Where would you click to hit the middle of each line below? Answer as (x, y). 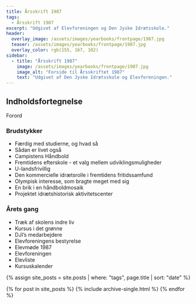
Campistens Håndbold (41, 156)
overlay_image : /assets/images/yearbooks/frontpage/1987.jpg (88, 39)
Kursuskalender (34, 266)
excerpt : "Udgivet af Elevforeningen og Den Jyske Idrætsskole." (88, 28)
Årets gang (22, 209)
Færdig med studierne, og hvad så (56, 144)
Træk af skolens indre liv (44, 222)
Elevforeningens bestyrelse (48, 241)
